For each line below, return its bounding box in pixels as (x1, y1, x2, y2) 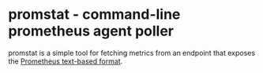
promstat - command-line (8, 5, 181, 24)
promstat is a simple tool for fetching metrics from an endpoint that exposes (8, 48, 255, 57)
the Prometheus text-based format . (8, 57, 123, 66)
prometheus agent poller (8, 22, 174, 40)
